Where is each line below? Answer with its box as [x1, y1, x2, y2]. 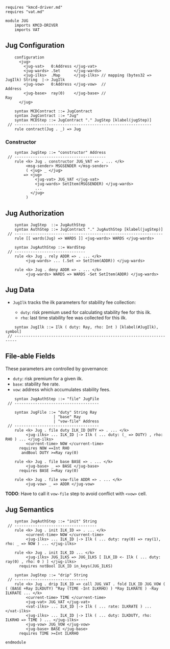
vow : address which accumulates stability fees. [12, 386, 111, 392]
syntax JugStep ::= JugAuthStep [14, 222, 86, 228]
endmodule [5, 640, 27, 645]
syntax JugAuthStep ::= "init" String [14, 519, 97, 524]
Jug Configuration [5, 41, 65, 50]
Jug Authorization [5, 209, 64, 217]
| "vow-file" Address [53, 418, 100, 424]
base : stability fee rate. [12, 381, 60, 387]
